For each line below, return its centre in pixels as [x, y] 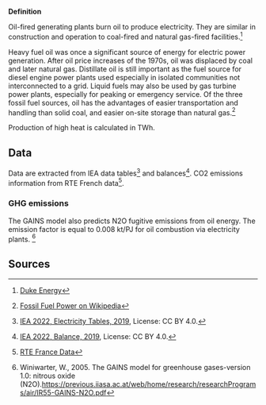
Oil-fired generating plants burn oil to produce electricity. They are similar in [132, 27]
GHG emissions [38, 203]
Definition [25, 12]
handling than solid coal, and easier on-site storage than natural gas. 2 [122, 112]
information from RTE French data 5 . [66, 182]
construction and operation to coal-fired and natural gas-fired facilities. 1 [125, 36]
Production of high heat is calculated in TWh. [82, 128]
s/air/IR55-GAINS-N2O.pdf [63, 393]
